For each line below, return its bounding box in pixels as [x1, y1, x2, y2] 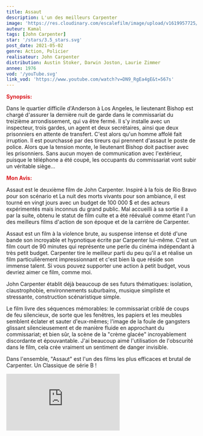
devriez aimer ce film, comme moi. [6, 269, 92, 276]
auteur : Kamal [6, 25, 42, 32]
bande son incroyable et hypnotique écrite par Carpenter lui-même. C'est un [6, 237, 197, 244]
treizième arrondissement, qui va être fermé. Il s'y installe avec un [6, 117, 170, 125]
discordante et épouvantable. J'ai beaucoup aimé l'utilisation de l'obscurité [6, 337, 193, 345]
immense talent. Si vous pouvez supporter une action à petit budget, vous [6, 262, 190, 269]
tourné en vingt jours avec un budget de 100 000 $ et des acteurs [6, 199, 170, 206]
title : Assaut [6, 8, 42, 15]
